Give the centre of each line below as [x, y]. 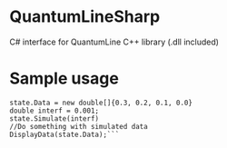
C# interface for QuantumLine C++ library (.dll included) [114, 42]
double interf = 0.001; [54, 111]
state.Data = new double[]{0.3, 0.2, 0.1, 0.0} [101, 103]
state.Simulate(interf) [54, 118]
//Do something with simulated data [79, 126]
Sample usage [64, 79]
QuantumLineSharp [85, 17]
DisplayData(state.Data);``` [64, 134]
